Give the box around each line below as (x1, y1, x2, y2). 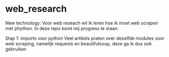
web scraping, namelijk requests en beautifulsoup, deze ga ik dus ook (5, 40, 152, 46)
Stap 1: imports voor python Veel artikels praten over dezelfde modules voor (5, 35, 164, 41)
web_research (5, 3, 67, 15)
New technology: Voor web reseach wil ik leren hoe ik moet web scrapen (5, 20, 159, 26)
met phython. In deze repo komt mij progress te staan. (5, 25, 119, 31)
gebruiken (5, 46, 27, 52)
